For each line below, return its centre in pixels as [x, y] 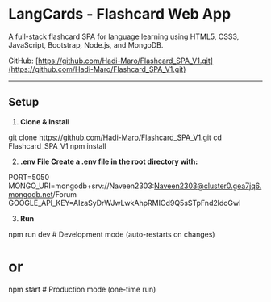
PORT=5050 [29, 177]
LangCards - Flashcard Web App [120, 14]
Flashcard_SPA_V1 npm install [57, 145]
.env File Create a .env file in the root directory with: [109, 161]
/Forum [65, 194]
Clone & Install [45, 121]
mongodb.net [31, 194]
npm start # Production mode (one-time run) [82, 289]
